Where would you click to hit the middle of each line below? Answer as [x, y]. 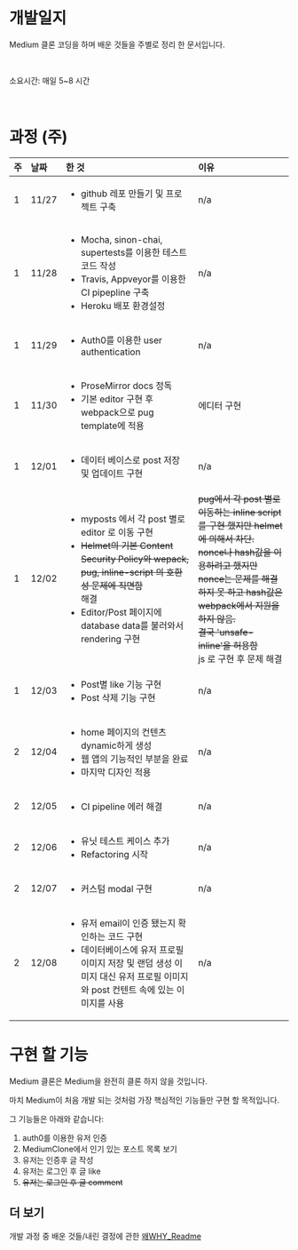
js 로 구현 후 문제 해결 [240, 658]
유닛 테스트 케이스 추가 [125, 840]
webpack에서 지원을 [239, 605]
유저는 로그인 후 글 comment [72, 1182]
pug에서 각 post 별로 [239, 498]
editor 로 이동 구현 [117, 532]
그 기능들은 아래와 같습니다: [57, 1119]
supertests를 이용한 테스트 [134, 252]
